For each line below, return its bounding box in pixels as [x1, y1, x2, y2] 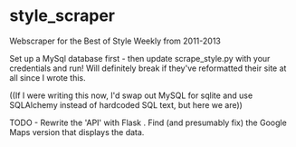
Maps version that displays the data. [9, 126, 145, 137]
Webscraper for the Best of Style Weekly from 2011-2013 [9, 35, 222, 46]
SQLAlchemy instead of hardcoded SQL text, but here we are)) [9, 99, 243, 110]
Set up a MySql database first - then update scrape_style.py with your [9, 53, 271, 64]
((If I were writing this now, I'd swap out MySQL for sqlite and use [9, 90, 253, 101]
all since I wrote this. [9, 72, 86, 83]
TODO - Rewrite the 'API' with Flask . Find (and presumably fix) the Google [9, 117, 287, 128]
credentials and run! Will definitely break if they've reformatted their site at [9, 63, 287, 73]
